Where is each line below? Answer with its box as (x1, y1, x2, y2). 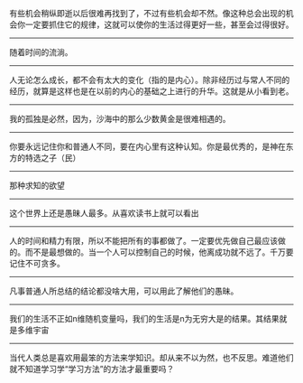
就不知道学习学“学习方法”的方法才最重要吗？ (9, 364, 175, 374)
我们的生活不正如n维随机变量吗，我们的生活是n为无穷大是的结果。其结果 (9, 313, 280, 323)
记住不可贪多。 (9, 258, 65, 268)
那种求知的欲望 (9, 180, 65, 191)
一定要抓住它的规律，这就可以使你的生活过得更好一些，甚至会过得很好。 (24, 19, 294, 30)
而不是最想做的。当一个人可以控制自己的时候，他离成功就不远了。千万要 (24, 247, 294, 257)
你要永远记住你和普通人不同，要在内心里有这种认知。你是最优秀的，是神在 (9, 141, 286, 152)
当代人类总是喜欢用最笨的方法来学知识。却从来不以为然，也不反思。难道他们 (9, 352, 294, 363)
